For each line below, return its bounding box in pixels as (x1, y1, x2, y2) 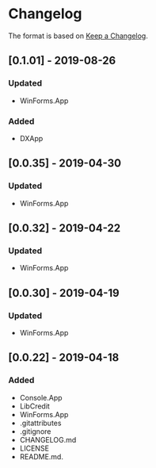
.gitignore (19, 426, 51, 436)
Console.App (19, 393, 63, 402)
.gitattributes (19, 418, 62, 428)
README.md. (19, 451, 63, 461)
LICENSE (19, 443, 50, 453)
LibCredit (19, 401, 50, 411)
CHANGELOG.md (19, 435, 77, 444)
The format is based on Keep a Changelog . (8, 31, 148, 40)
